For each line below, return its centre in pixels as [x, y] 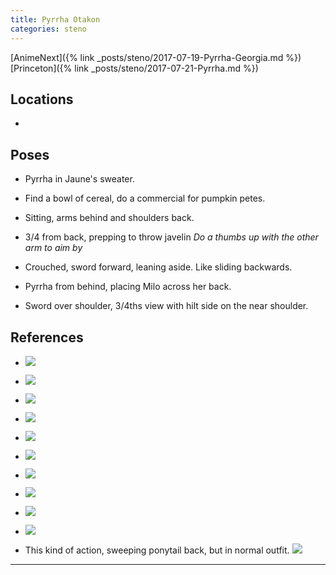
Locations [42, 99]
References [47, 337]
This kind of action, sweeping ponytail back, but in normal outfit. [157, 550]
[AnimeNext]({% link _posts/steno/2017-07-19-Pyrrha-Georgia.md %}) [156, 57]
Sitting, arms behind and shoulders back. [109, 218]
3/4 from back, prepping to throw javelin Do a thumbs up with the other [171, 237]
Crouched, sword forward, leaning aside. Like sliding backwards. [158, 267]
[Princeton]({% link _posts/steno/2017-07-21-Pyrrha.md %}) [134, 68]
